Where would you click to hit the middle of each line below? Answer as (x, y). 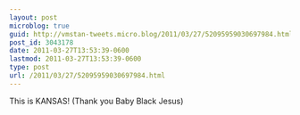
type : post (29, 68)
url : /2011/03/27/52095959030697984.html (87, 76)
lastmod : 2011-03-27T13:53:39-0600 (75, 59)
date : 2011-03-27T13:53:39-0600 (69, 51)
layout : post (33, 17)
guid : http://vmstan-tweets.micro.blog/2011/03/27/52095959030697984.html (151, 34)
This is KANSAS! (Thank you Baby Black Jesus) (96, 101)
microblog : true (39, 26)
